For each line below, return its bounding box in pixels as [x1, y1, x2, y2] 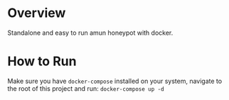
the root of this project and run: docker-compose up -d [7, 84, 165, 93]
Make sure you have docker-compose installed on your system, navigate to [7, 77, 223, 85]
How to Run [7, 53, 77, 70]
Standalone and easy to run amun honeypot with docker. [7, 28, 174, 37]
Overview [7, 5, 66, 21]
